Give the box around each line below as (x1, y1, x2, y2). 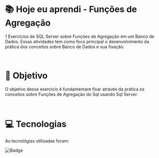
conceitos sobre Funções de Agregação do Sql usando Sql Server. (5, 91, 139, 97)
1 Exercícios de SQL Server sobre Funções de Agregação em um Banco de (5, 33, 155, 39)
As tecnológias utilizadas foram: (5, 138, 70, 143)
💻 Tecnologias (5, 119, 67, 130)
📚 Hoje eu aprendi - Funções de (5, 4, 137, 15)
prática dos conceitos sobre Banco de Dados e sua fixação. (5, 44, 125, 49)
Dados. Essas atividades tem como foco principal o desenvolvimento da (5, 38, 149, 44)
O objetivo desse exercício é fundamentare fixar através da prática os (5, 86, 145, 92)
